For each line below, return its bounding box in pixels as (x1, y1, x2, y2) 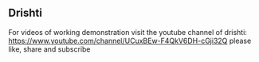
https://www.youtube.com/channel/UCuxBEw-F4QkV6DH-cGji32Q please (8, 36, 252, 45)
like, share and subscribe (8, 44, 91, 54)
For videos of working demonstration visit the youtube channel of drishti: (8, 27, 247, 37)
